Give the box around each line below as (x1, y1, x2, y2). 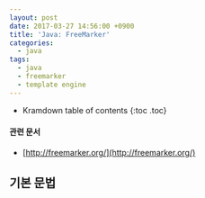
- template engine (17, 80, 87, 89)
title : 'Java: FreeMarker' (9, 30, 111, 39)
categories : (9, 38, 54, 48)
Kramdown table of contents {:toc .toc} (22, 104, 167, 115)
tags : (9, 55, 30, 64)
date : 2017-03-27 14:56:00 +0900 (9, 22, 135, 31)
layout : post (9, 13, 58, 22)
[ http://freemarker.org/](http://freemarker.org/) (22, 147, 196, 157)
